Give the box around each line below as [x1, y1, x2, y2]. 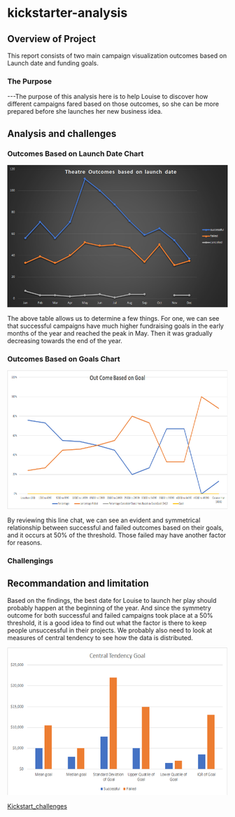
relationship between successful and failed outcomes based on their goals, [7, 524, 224, 532]
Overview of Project [7, 33, 97, 45]
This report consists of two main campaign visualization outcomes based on [7, 51, 227, 60]
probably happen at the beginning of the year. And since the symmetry [7, 604, 211, 612]
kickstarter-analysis [7, 5, 128, 21]
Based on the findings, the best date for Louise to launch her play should [7, 596, 217, 604]
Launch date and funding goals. [7, 59, 99, 67]
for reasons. [7, 538, 43, 547]
